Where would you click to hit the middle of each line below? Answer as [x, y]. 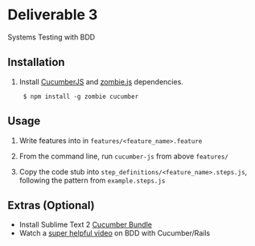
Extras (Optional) [51, 205]
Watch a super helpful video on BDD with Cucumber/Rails [115, 233]
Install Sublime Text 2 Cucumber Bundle [85, 225]
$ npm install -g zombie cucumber [81, 96]
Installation [36, 62]
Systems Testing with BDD [51, 37]
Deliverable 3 [53, 15]
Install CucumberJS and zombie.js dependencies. [101, 81]
